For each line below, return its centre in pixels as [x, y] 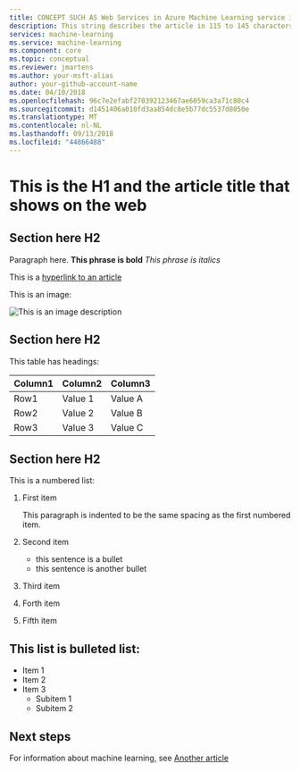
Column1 [33, 383]
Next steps [40, 737]
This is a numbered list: [52, 481]
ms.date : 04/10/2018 [48, 92]
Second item [46, 542]
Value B [126, 413]
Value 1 [78, 399]
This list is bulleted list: [75, 649]
